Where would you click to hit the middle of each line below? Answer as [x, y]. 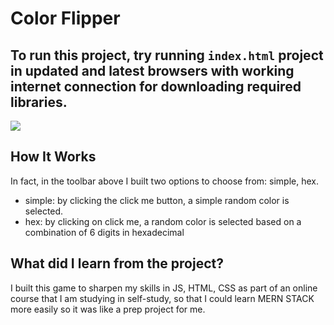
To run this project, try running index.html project [167, 55]
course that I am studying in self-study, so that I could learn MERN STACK [162, 298]
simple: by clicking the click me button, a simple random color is [157, 200]
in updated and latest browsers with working [152, 70]
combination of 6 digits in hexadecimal [104, 232]
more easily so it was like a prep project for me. [108, 309]
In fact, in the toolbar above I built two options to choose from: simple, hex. [164, 181]
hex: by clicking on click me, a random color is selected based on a [163, 221]
